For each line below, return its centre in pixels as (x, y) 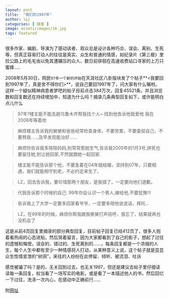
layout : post (19, 10)
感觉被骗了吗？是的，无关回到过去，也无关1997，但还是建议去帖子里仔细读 (83, 267)
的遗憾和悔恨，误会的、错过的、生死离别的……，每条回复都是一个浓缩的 (80, 244)
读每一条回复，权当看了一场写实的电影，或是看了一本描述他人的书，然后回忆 (84, 273)
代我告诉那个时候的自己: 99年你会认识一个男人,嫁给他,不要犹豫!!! (84, 193)
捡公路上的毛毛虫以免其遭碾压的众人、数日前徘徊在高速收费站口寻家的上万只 (84, 61)
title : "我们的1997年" (28, 15)
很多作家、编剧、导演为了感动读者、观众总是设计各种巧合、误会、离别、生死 (84, 48)
